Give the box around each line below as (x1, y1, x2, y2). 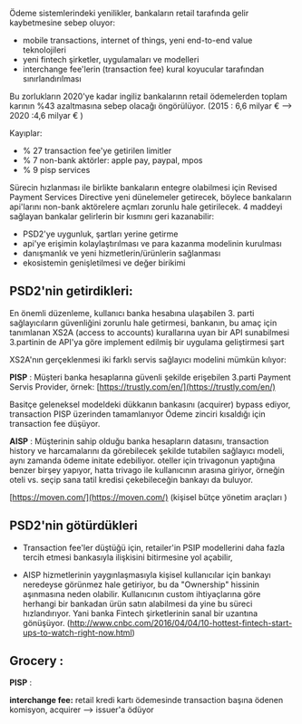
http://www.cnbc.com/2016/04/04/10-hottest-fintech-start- (69, 617, 293, 628)
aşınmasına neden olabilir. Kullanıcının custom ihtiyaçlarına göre (22, 588, 261, 599)
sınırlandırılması (22, 73, 82, 84)
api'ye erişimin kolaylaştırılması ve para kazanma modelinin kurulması (22, 238, 283, 248)
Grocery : (9, 653, 64, 669)
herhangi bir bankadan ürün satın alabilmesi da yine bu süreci (22, 598, 253, 609)
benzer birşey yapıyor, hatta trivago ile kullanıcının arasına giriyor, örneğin (9, 464, 286, 475)
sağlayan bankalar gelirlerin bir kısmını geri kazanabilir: (9, 211, 215, 221)
